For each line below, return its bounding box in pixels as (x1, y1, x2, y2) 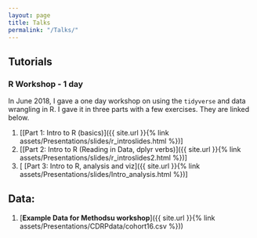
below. (8, 113, 30, 122)
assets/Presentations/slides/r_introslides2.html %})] (19, 153, 188, 163)
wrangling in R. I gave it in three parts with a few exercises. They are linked (8, 105, 250, 114)
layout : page (8, 11, 51, 20)
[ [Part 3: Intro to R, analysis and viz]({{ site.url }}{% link (19, 161, 201, 171)
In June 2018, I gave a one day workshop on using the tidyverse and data (8, 96, 246, 106)
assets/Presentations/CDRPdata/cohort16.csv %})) (19, 221, 184, 231)
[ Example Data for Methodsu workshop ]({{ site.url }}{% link (19, 213, 215, 222)
